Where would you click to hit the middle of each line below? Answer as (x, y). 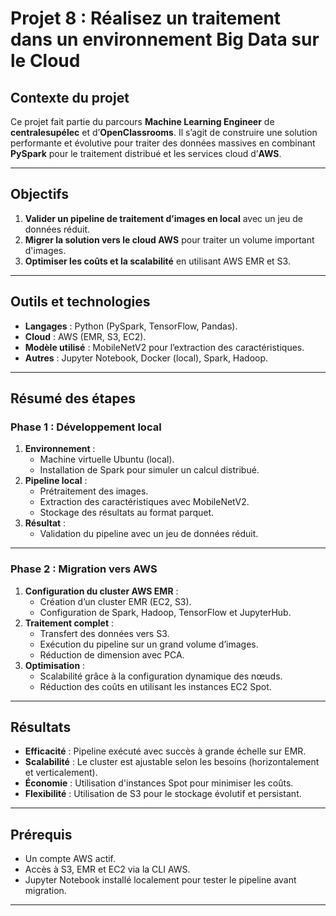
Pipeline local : (56, 481)
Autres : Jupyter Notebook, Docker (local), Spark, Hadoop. (146, 358)
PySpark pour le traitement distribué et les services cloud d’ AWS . (146, 153)
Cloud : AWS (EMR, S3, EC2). (85, 336)
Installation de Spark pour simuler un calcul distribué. (149, 470)
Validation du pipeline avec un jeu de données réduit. (149, 534)
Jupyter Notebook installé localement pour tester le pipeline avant (160, 880)
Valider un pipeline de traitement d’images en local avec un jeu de (163, 218)
